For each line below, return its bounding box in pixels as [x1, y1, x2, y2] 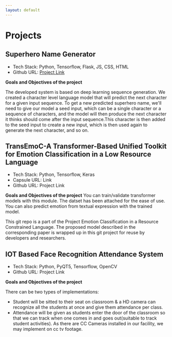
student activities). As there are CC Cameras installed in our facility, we [12, 321, 163, 327]
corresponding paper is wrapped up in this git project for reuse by [5, 229, 145, 236]
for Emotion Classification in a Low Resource [5, 150, 151, 159]
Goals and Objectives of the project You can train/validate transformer [5, 192, 156, 199]
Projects [5, 29, 42, 41]
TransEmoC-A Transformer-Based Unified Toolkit [5, 142, 167, 151]
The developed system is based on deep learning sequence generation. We [5, 89, 166, 95]
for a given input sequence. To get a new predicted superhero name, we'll [5, 100, 162, 106]
